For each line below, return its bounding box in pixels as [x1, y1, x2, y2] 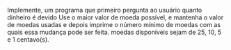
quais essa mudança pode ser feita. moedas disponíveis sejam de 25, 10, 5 [7, 28, 222, 36]
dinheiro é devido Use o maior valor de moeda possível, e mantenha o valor [7, 13, 224, 22]
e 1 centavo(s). [7, 35, 50, 44]
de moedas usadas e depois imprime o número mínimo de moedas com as [7, 21, 221, 28]
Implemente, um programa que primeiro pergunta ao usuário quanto [7, 6, 202, 14]
